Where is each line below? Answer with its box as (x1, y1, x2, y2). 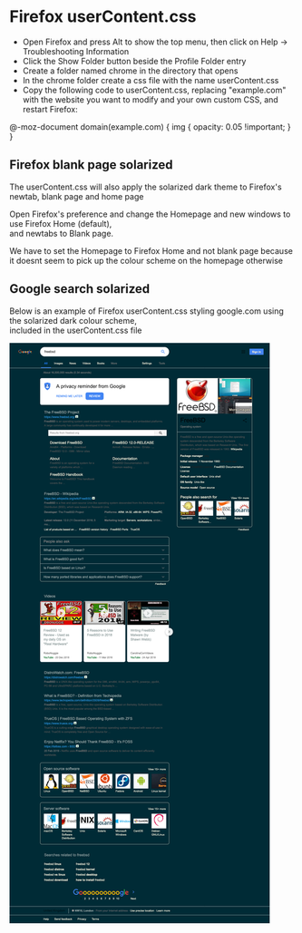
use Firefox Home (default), (9, 218, 112, 228)
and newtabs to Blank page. (9, 228, 114, 238)
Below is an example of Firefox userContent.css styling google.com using (9, 306, 284, 316)
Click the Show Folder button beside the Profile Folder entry (22, 55, 247, 66)
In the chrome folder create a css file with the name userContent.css (22, 74, 279, 85)
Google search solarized (9, 281, 151, 296)
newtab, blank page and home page (9, 190, 144, 201)
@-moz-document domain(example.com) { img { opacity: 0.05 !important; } (9, 121, 292, 132)
